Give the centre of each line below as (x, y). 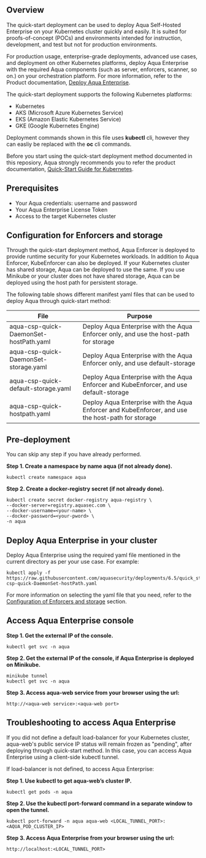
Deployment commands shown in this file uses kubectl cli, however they (98, 137)
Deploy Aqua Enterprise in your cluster (82, 540)
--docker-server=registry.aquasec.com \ (59, 505)
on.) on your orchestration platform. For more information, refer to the (94, 75)
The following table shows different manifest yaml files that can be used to (101, 294)
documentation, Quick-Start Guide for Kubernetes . (70, 169)
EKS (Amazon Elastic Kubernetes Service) (68, 119)
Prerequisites (32, 189)
